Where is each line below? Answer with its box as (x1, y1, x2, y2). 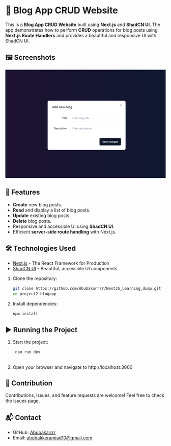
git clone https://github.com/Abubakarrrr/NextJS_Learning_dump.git (12, 286, 161, 291)
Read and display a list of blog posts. (12, 207, 91, 213)
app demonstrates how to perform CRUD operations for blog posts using (5, 27, 158, 33)
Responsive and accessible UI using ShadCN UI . (12, 223, 115, 229)
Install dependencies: (12, 301, 58, 307)
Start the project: (12, 339, 48, 345)
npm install (12, 311, 38, 316)
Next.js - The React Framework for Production (12, 260, 109, 266)
